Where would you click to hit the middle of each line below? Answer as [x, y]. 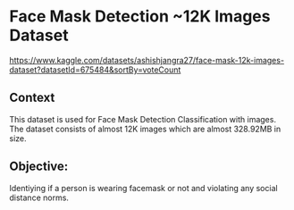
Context [32, 98]
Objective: [39, 167]
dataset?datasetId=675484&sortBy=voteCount [95, 70]
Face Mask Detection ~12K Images [140, 17]
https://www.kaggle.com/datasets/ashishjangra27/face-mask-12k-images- [147, 60]
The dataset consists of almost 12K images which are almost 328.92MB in [145, 129]
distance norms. [39, 197]
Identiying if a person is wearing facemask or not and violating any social [144, 188]
